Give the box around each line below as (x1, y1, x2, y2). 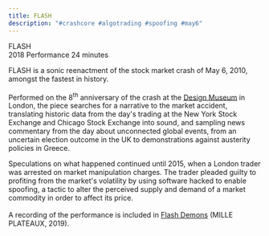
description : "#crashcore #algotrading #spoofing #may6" (8, 19, 203, 27)
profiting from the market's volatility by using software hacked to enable (8, 176, 247, 185)
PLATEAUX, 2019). (8, 218, 70, 229)
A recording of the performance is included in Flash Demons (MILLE (8, 210, 234, 220)
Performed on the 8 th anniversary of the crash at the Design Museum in (8, 91, 246, 102)
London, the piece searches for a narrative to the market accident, (8, 101, 228, 111)
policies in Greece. (8, 144, 71, 153)
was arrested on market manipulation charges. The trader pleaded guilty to (8, 168, 257, 177)
